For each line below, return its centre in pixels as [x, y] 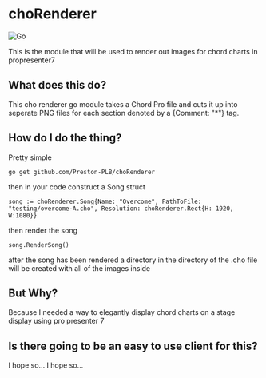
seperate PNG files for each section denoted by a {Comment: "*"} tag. [124, 113]
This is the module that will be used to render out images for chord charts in [133, 51]
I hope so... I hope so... [46, 365]
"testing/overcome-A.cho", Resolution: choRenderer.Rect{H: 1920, [121, 209]
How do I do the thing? [65, 138]
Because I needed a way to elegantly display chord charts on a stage [122, 312]
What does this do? [58, 85]
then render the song [43, 230]
